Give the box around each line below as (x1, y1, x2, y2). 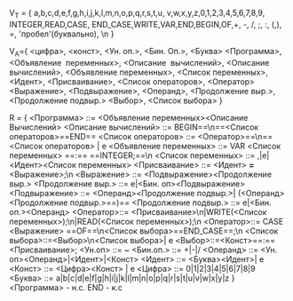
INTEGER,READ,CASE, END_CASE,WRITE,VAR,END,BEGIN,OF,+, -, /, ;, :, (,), (9, 19, 282, 29)
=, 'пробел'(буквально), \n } (9, 28, 115, 39)
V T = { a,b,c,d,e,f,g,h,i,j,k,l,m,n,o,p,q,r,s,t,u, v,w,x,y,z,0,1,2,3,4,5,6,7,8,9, (9, 8, 265, 20)
